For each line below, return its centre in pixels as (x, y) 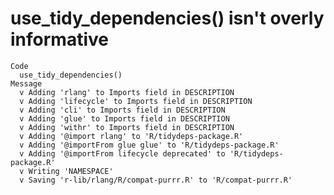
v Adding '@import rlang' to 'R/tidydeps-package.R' (131, 136)
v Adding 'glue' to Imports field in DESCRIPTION (124, 118)
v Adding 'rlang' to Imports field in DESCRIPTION (127, 92)
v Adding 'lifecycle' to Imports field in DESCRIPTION (136, 101)
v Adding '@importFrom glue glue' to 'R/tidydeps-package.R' (149, 145)
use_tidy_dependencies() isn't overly (167, 18)
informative (59, 39)
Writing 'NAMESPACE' (71, 171)
